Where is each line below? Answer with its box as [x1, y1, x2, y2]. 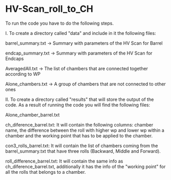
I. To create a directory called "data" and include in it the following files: [5, 30, 156, 36]
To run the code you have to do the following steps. [5, 20, 114, 26]
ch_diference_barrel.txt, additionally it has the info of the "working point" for [5, 163, 166, 170]
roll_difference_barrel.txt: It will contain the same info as [5, 158, 123, 164]
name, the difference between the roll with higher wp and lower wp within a [5, 127, 165, 133]
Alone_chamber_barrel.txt [5, 112, 60, 118]
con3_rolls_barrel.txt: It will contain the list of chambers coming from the [5, 142, 158, 149]
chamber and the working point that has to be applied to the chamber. [5, 132, 153, 139]
